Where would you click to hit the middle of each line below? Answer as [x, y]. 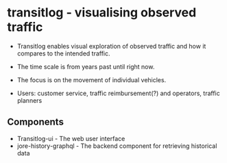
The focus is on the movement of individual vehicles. [92, 79]
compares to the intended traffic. [64, 53]
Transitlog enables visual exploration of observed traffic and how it [111, 46]
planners [29, 100]
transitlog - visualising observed [102, 13]
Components [35, 122]
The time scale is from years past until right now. [86, 66]
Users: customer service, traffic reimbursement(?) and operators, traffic [119, 93]
